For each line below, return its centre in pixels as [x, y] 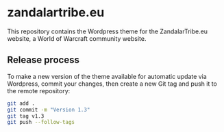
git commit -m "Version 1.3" [49, 110]
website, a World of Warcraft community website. [77, 38]
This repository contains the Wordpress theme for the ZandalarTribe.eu [107, 31]
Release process [43, 60]
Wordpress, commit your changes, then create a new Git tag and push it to [112, 84]
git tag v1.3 [26, 116]
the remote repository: [39, 90]
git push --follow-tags [41, 122]
